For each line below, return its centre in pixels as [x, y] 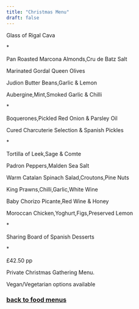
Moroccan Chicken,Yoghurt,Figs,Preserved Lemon [70, 213]
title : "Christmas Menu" [38, 12]
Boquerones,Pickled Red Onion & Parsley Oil [62, 118]
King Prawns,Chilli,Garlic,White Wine [52, 189]
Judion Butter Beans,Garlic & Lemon [52, 83]
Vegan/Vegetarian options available [51, 284]
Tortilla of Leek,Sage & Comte [44, 154]
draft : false [23, 18]
